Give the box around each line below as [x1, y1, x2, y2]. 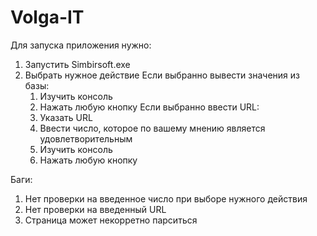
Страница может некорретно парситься [24, 214, 198, 226]
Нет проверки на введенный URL [24, 203, 167, 215]
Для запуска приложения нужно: [10, 39, 152, 51]
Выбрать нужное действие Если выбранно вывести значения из [24, 69, 300, 81]
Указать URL [39, 111, 93, 123]
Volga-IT [10, 6, 85, 29]
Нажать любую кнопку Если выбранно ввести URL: [39, 101, 260, 113]
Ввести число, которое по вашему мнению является [39, 122, 266, 134]
